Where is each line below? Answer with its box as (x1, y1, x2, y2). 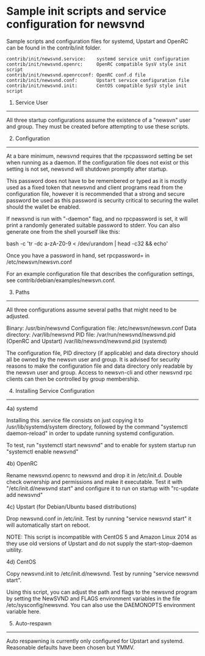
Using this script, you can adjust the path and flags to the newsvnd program (6, 588, 198, 595)
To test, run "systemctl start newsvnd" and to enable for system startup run (6, 441, 196, 449)
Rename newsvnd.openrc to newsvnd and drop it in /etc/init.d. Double (6, 471, 182, 479)
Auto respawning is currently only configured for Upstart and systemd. (6, 637, 184, 644)
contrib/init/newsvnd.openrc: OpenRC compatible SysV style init (6, 61, 187, 67)
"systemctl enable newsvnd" (6, 448, 79, 455)
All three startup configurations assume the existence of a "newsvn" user (6, 116, 191, 124)
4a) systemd (6, 404, 38, 412)
